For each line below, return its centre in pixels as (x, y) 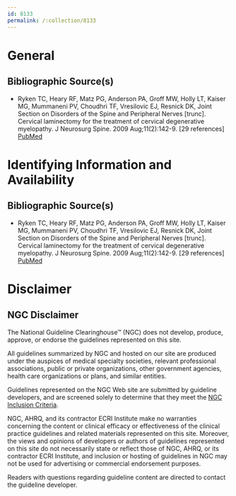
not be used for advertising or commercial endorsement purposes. (104, 463)
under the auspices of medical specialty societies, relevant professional (112, 361)
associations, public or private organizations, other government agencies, (114, 368)
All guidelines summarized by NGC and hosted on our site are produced (112, 353)
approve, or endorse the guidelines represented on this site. (94, 340)
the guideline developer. (42, 485)
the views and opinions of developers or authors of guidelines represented (116, 441)
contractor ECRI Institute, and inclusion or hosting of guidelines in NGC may (117, 456)
